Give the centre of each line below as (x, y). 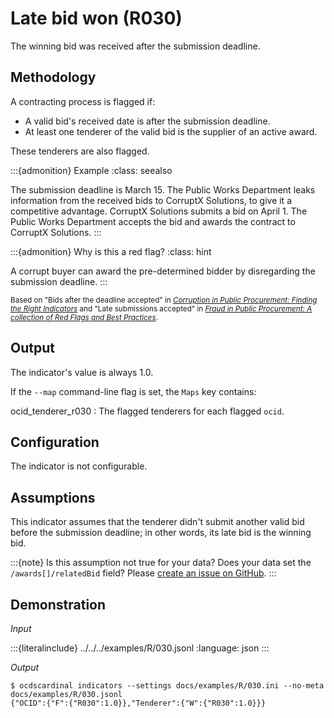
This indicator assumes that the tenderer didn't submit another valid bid (157, 522)
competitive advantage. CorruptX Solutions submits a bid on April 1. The (159, 211)
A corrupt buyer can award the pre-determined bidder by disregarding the (163, 271)
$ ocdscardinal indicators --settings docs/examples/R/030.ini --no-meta (167, 686)
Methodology (53, 77)
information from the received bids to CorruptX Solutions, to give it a (151, 200)
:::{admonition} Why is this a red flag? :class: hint (111, 251)
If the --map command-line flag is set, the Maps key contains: (133, 391)
